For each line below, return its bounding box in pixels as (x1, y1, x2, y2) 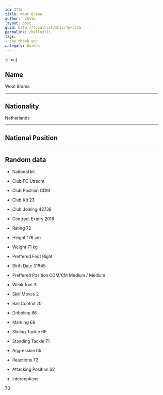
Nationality (5, 102, 39, 110)
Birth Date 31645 (12, 263, 46, 269)
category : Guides (5, 43, 40, 48)
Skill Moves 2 (12, 291, 39, 297)
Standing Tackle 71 (12, 338, 50, 344)
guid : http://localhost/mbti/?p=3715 (5, 25, 81, 30)
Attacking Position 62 (12, 366, 55, 372)
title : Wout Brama (5, 12, 42, 17)
